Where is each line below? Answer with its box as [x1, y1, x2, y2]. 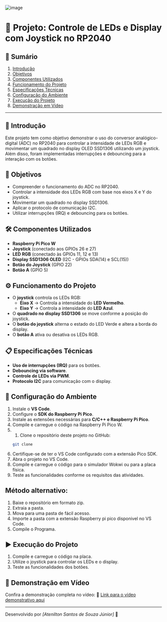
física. [12, 466, 25, 472]
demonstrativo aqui [5, 597, 45, 603]
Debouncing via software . [12, 368, 67, 374]
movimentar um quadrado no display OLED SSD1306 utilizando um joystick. [5, 145, 160, 151]
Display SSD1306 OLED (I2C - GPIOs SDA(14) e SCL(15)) [12, 257, 129, 263]
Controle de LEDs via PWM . [12, 373, 71, 379]
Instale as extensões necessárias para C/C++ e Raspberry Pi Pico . [12, 416, 150, 422]
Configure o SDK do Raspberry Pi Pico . [12, 411, 93, 417]
